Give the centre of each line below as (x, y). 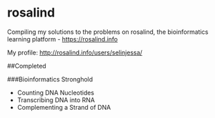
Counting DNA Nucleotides (56, 92)
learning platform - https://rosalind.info (63, 39)
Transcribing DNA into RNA (56, 100)
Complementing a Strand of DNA (64, 107)
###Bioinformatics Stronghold (50, 79)
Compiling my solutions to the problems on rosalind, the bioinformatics (108, 32)
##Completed (27, 66)
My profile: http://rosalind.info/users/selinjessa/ (75, 52)
